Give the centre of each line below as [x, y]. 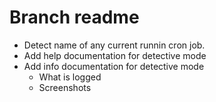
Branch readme [74, 17]
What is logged [70, 77]
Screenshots [65, 87]
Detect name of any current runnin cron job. [114, 45]
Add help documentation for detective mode [115, 55]
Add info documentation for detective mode [114, 66]
